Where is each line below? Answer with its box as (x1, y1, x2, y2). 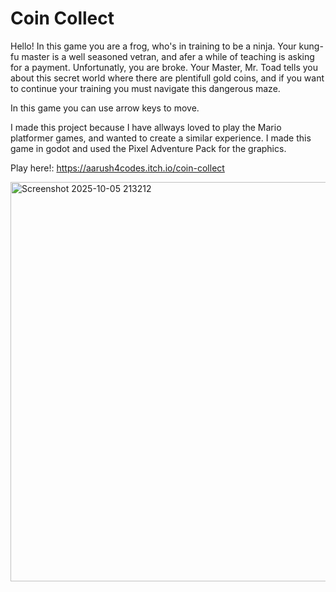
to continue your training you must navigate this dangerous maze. (10, 82, 281, 94)
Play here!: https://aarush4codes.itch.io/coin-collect (10, 162, 225, 174)
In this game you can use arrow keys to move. (10, 102, 200, 114)
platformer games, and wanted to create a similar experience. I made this (10, 132, 312, 144)
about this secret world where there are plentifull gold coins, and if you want (10, 72, 325, 84)
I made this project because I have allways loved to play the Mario (10, 121, 282, 133)
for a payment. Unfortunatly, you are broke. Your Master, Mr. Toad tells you (10, 61, 318, 73)
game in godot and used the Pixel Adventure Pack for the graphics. (10, 142, 287, 154)
